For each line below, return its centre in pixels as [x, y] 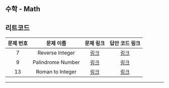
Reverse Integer [56, 53]
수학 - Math [23, 9]
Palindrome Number [56, 62]
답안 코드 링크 [125, 43]
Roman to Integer [56, 72]
